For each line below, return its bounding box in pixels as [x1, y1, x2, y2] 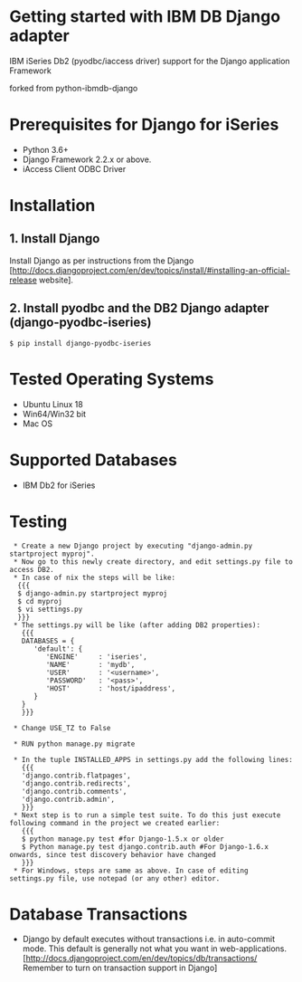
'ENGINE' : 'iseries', [45, 652, 147, 662]
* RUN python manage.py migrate [13, 739, 136, 748]
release [9, 274, 38, 285]
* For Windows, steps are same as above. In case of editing [13, 866, 249, 875]
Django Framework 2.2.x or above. [22, 154, 152, 165]
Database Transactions [9, 903, 188, 924]
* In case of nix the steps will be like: [13, 573, 176, 582]
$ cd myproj [17, 596, 63, 605]
